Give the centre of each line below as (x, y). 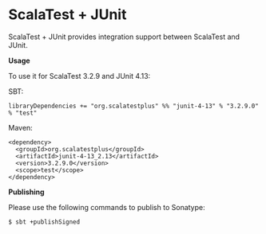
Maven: (21, 127)
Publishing (27, 192)
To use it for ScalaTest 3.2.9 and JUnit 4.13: (79, 76)
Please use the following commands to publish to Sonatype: (107, 207)
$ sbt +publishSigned (44, 222)
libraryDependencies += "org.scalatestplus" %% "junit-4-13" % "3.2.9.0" (134, 106)
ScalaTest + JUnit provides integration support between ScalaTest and (124, 37)
